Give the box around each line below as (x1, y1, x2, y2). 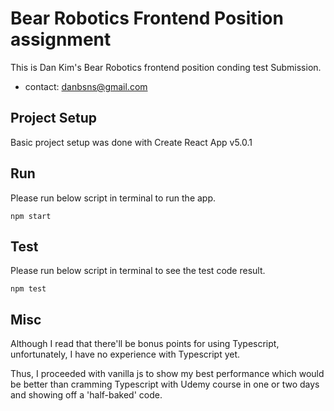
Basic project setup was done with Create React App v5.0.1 (10, 136, 253, 148)
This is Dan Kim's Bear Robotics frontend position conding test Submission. (10, 61, 322, 73)
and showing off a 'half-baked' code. (10, 389, 163, 401)
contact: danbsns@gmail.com (24, 80, 148, 92)
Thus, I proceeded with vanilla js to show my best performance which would (10, 368, 325, 380)
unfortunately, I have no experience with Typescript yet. (10, 348, 241, 361)
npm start (10, 211, 52, 221)
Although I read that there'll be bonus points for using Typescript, (10, 338, 280, 350)
